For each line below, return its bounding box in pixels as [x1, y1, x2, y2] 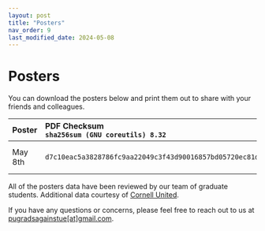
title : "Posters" [8, 19, 65, 27]
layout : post [8, 11, 51, 20]
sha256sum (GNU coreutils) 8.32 [44, 131, 167, 140]
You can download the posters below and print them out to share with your [8, 94, 251, 103]
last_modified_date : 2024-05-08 [8, 33, 114, 42]
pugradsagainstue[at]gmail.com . [8, 214, 114, 223]
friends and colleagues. [8, 102, 85, 111]
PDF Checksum [44, 121, 104, 132]
